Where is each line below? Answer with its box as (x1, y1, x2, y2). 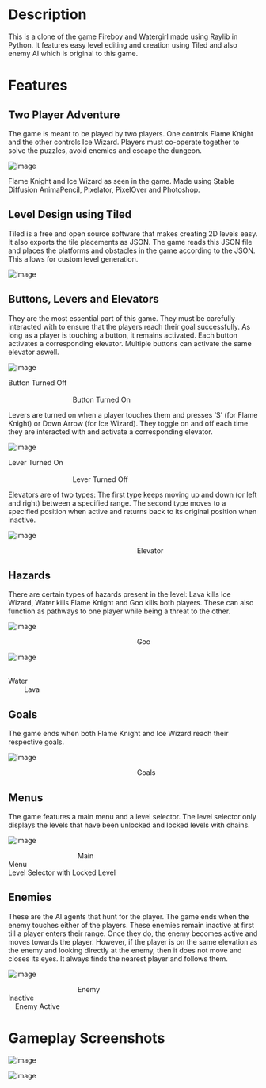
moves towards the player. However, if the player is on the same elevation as (8, 937, 258, 946)
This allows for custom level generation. (8, 254, 139, 263)
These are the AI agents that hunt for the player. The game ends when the (8, 911, 249, 921)
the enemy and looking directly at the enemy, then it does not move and (8, 945, 242, 955)
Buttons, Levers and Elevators (8, 292, 160, 306)
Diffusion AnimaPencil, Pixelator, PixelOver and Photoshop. (8, 185, 200, 194)
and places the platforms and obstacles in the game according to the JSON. (8, 246, 256, 255)
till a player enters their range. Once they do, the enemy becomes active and (8, 929, 258, 938)
